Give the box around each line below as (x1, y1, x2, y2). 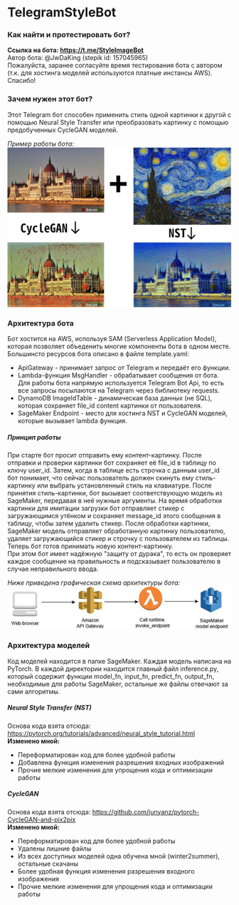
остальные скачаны (17, 859, 79, 868)
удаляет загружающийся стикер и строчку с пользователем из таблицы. (7, 535, 230, 543)
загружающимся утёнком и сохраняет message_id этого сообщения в (7, 512, 221, 520)
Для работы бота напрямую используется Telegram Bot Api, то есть (17, 379, 224, 388)
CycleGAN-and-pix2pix (7, 815, 76, 824)
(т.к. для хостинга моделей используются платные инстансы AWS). (7, 69, 213, 77)
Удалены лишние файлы (17, 844, 92, 853)
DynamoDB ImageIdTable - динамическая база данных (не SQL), (17, 394, 213, 403)
